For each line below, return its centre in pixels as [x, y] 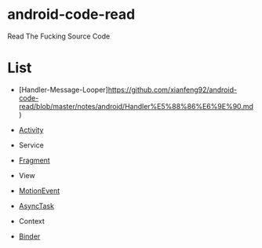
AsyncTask [36, 206]
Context [31, 221]
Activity [31, 129]
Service [31, 145]
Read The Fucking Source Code [59, 36]
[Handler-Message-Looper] [64, 89]
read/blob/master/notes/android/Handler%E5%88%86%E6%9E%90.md [136, 106]
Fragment [34, 160]
